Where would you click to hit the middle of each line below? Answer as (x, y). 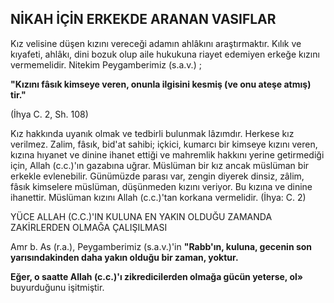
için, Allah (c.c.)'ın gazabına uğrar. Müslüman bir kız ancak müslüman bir (160, 165)
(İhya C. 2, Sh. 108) (49, 114)
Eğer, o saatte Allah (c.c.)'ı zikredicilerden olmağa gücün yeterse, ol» (157, 276)
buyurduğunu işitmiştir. (57, 287)
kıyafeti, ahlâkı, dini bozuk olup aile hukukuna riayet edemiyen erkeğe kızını (165, 54)
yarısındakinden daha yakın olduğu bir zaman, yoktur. (124, 257)
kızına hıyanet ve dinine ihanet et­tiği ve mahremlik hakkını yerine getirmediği (167, 154)
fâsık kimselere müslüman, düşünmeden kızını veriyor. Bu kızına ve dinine (161, 186)
